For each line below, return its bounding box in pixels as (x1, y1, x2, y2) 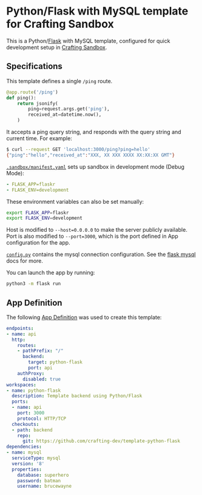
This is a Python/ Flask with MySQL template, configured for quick (6, 37, 170, 44)
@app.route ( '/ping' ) (6, 89, 59, 95)
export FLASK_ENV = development (6, 215, 83, 221)
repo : (17, 433, 32, 439)
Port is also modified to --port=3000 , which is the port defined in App (6, 232, 178, 240)
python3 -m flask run (6, 281, 61, 287)
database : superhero (17, 472, 69, 478)
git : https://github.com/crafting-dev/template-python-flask (22, 438, 181, 444)
